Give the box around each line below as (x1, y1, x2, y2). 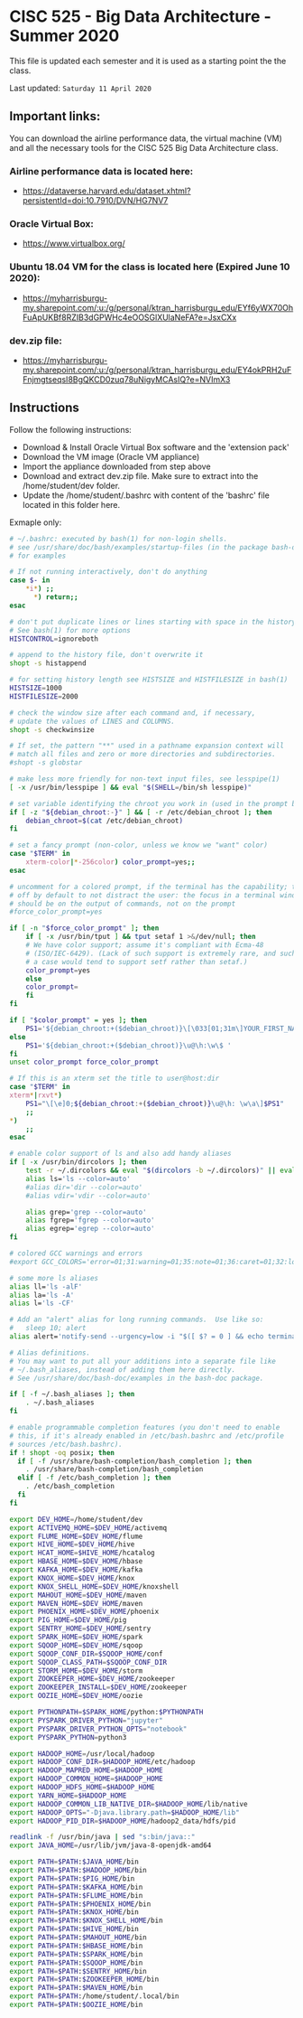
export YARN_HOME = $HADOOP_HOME (9, 1791, 127, 1800)
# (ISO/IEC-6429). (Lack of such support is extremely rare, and (25, 949, 277, 958)
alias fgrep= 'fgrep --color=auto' (25, 1215, 155, 1225)
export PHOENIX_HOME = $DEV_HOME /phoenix (9, 1607, 160, 1617)
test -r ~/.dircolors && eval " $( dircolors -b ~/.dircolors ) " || (25, 1166, 277, 1175)
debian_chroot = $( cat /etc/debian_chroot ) (25, 816, 183, 825)
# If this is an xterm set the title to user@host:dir (9, 1074, 220, 1084)
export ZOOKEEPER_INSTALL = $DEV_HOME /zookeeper (9, 1683, 188, 1692)
